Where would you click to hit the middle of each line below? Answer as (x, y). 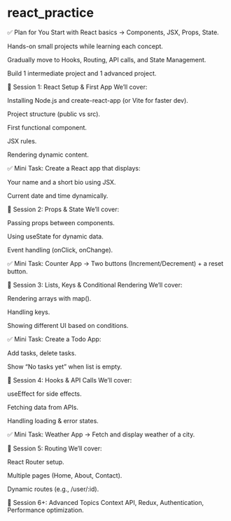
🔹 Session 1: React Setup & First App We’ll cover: (77, 87)
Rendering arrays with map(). (49, 298)
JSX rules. (22, 141)
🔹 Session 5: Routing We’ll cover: (55, 448)
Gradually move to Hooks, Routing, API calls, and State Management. (107, 59)
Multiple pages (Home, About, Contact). (65, 475)
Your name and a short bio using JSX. (62, 182)
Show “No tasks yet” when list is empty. (65, 366)
